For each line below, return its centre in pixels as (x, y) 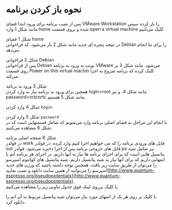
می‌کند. (13, 76)
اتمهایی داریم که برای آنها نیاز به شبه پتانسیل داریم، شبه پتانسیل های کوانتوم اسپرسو (85, 159)
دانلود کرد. (16, 202)
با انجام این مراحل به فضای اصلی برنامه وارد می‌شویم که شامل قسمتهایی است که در (87, 122)
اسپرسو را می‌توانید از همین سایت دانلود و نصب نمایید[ (58, 170)
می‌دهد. (13, 50)
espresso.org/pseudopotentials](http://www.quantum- (63, 176)
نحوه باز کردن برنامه (44, 9)
